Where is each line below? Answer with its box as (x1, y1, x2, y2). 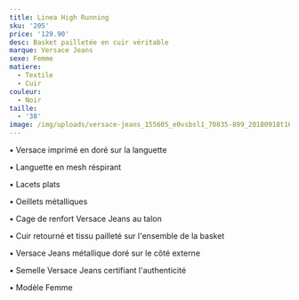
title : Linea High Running (9, 12, 109, 22)
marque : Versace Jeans (9, 46, 93, 55)
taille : (9, 104, 38, 113)
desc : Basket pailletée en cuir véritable (9, 37, 169, 47)
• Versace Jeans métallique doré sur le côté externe (9, 248, 201, 258)
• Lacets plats (9, 179, 61, 189)
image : (9, 121, 34, 130)
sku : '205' (9, 21, 50, 30)
